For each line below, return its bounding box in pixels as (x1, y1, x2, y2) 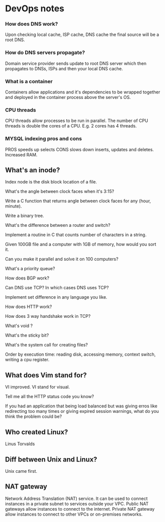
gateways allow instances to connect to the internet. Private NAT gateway (5, 506, 155, 512)
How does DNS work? (5, 21, 58, 28)
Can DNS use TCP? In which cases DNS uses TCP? (5, 285, 109, 291)
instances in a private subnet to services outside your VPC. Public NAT (5, 500, 149, 507)
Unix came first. (5, 468, 37, 474)
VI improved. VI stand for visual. (5, 384, 70, 390)
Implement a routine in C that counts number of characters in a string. (5, 232, 147, 238)
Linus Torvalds (5, 441, 35, 447)
